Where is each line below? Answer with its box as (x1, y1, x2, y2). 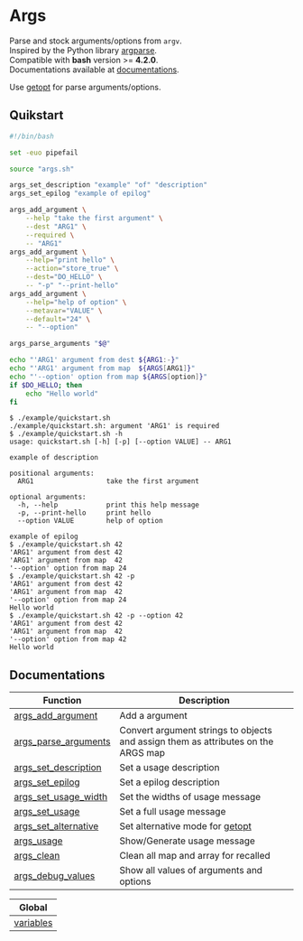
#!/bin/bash (9, 132, 54, 141)
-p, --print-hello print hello (17, 508, 151, 517)
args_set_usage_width (14, 791, 108, 804)
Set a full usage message (119, 806, 226, 818)
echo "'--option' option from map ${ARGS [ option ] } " (9, 372, 207, 381)
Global (19, 901, 48, 914)
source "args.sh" (9, 164, 75, 173)
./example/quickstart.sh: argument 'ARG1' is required (9, 422, 220, 431)
